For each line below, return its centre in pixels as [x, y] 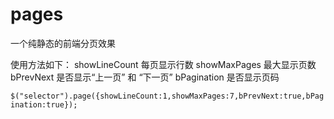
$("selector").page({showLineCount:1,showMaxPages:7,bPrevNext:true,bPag [167, 96]
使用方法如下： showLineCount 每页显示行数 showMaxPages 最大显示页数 [163, 64]
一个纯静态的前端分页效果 [63, 43]
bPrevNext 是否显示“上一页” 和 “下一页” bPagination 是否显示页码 [145, 77]
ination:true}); [44, 104]
